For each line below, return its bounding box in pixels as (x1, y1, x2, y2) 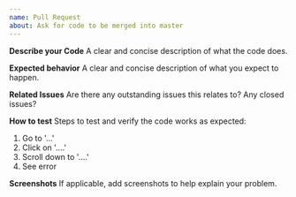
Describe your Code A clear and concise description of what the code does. (9, 45, 288, 56)
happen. (9, 72, 40, 82)
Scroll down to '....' (21, 151, 90, 162)
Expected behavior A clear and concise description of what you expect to (9, 63, 279, 73)
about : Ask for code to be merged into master (9, 21, 184, 30)
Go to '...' (21, 133, 55, 143)
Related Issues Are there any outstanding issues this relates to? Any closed (9, 89, 285, 100)
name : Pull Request (9, 12, 81, 22)
